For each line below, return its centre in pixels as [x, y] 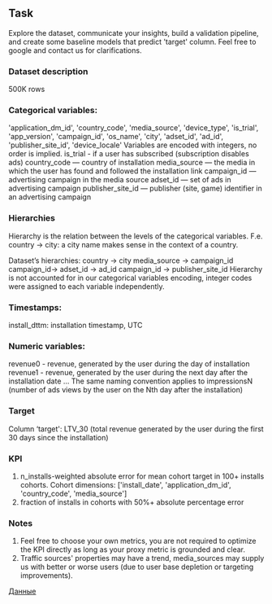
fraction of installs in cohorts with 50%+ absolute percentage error [132, 502]
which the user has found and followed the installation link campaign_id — [132, 171]
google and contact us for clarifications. [75, 50]
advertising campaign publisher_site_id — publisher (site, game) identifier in [135, 188]
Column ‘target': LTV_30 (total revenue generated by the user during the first [136, 429]
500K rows [27, 90]
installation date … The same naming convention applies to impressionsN [131, 381]
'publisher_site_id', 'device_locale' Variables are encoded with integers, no [133, 145]
